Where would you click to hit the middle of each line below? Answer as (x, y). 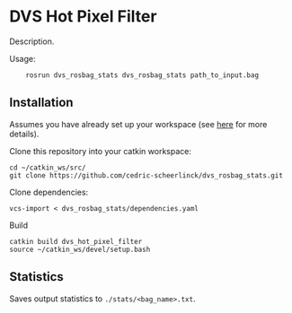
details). (24, 134)
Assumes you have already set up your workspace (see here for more (138, 124)
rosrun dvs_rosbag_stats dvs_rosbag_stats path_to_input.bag (142, 75)
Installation (41, 103)
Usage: (22, 58)
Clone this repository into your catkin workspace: (100, 151)
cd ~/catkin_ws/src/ (48, 168)
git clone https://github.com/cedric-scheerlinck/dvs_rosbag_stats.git (146, 175)
